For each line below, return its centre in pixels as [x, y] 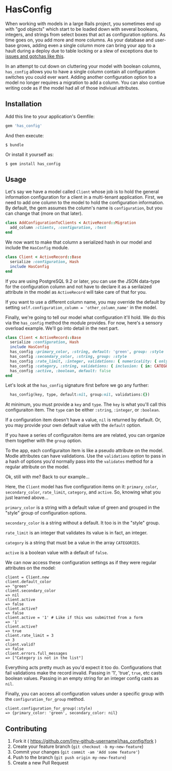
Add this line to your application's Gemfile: [50, 116]
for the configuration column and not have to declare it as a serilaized [79, 286]
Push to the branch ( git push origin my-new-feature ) [69, 757]
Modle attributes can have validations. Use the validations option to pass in [86, 456]
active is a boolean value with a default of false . [57, 553]
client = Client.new [27, 577]
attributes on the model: [30, 568]
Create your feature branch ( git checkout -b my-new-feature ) [78, 746]
